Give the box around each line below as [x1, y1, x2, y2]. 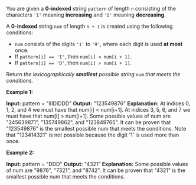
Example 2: [6, 149, 34, 156]
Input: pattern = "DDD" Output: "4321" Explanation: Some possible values [6, 161, 188, 167]
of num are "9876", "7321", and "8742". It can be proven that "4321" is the [6, 167, 186, 174]
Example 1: [6, 89, 34, 95]
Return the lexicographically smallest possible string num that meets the [6, 71, 181, 77]
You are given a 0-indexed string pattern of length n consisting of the [6, 5, 176, 12]
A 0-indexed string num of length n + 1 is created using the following [6, 23, 173, 30]
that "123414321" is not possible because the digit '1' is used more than [6, 131, 179, 138]
